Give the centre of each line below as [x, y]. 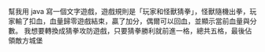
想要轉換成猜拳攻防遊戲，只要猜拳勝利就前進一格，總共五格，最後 [138, 31]
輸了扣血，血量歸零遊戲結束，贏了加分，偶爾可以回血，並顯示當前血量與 [132, 21]
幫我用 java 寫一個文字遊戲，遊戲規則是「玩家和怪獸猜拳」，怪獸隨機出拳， [129, 11]
